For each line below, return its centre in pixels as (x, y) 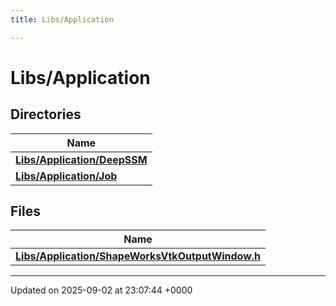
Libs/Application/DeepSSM (81, 159)
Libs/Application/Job (66, 176)
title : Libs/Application (62, 19)
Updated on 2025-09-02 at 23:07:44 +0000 (101, 290)
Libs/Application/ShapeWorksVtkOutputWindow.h (138, 256)
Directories (46, 114)
